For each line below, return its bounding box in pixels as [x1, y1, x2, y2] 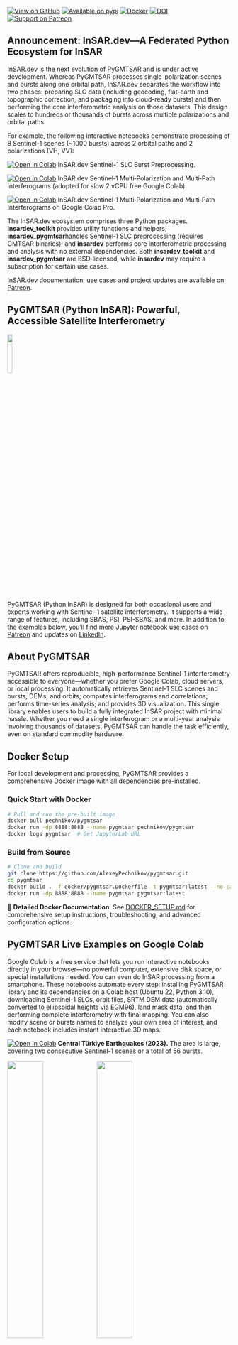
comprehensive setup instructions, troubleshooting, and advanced [7, 910, 202, 919]
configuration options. [7, 917, 72, 927]
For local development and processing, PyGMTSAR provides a [7, 769, 189, 778]
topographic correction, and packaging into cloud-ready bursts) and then [7, 94, 222, 103]
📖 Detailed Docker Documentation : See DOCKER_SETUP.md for [7, 902, 196, 911]
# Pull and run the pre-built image [7, 811, 115, 818]
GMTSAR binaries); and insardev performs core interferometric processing [7, 239, 227, 248]
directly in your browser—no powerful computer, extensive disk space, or [7, 965, 222, 973]
